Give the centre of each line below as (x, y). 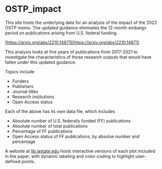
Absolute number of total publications (50, 126)
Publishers (23, 86)
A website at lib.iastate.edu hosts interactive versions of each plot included (80, 151)
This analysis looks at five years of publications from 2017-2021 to (71, 52)
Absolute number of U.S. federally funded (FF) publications (71, 121)
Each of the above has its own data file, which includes (60, 111)
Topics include (20, 71)
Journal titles (25, 91)
